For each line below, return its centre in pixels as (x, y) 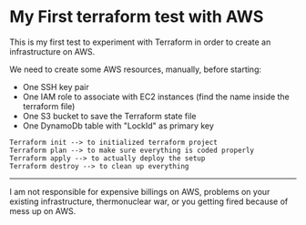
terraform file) (49, 106)
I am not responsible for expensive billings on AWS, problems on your (140, 191)
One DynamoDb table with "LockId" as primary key (118, 126)
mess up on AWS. (43, 210)
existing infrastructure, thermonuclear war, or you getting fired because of (149, 201)
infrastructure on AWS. (52, 51)
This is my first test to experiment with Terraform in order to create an (140, 42)
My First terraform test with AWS (137, 17)
